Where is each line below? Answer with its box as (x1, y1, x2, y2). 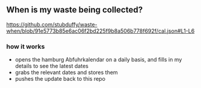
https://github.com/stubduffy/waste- (6, 20, 98, 28)
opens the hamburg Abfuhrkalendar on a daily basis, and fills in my (15, 56, 182, 63)
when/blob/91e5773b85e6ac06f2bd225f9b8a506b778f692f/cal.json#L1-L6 (6, 27, 195, 34)
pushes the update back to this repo (15, 75, 106, 83)
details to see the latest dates (15, 63, 89, 70)
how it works (6, 42, 45, 51)
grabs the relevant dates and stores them (15, 69, 118, 76)
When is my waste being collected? (6, 5, 143, 15)
